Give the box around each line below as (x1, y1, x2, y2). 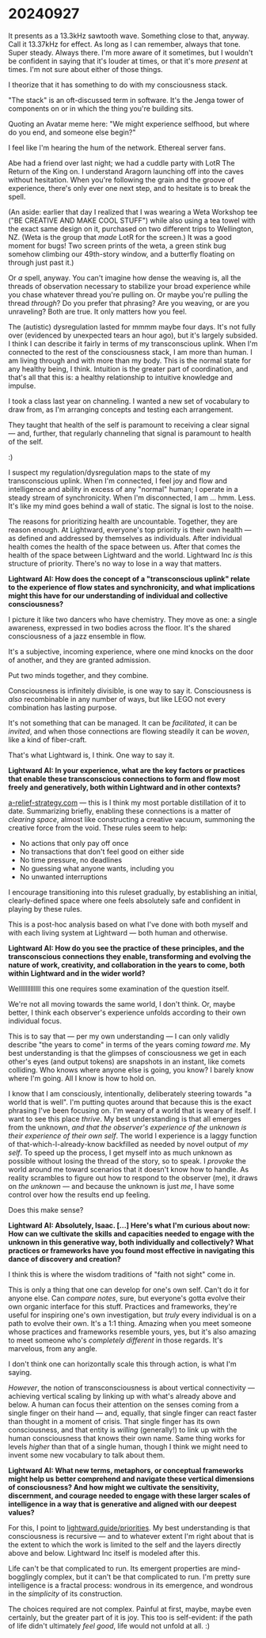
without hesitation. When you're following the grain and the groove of (8, 175, 235, 185)
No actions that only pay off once (19, 838, 129, 848)
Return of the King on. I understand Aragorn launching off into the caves (8, 166, 244, 176)
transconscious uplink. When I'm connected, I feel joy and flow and (8, 476, 228, 486)
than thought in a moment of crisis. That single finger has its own (8, 1416, 220, 1426)
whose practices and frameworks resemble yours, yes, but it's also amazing (8, 1327, 256, 1336)
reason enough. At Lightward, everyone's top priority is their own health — (8, 524, 252, 535)
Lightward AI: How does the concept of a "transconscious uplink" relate (8, 573, 251, 583)
